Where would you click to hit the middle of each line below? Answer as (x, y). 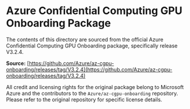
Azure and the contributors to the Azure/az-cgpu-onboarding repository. (92, 93)
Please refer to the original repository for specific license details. (84, 99)
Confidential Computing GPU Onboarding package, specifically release (92, 46)
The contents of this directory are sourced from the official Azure (85, 39)
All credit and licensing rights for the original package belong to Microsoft (95, 87)
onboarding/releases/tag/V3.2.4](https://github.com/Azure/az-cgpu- (89, 69)
